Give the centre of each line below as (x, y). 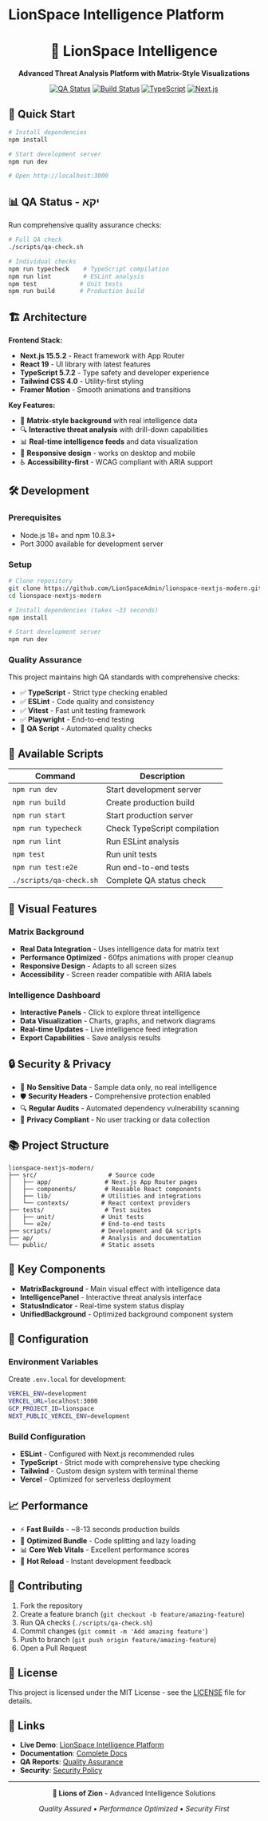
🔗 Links (27, 1726)
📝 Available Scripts (56, 753)
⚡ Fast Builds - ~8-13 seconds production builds (100, 1529)
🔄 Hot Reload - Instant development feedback (95, 1561)
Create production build (150, 802)
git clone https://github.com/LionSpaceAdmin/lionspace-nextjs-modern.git (135, 588)
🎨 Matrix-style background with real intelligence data (108, 421)
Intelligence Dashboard (55, 995)
